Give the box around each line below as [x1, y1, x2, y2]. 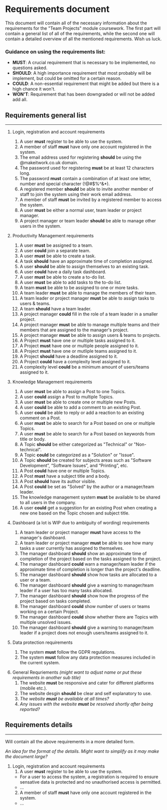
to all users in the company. [19, 500, 77, 506]
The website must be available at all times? [19, 696, 109, 702]
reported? [19, 707, 40, 712]
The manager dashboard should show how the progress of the [19, 593, 149, 599]
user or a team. [19, 577, 51, 583]
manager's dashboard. [19, 535, 67, 541]
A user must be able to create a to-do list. [19, 274, 106, 280]
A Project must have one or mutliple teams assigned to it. [19, 348, 138, 354]
